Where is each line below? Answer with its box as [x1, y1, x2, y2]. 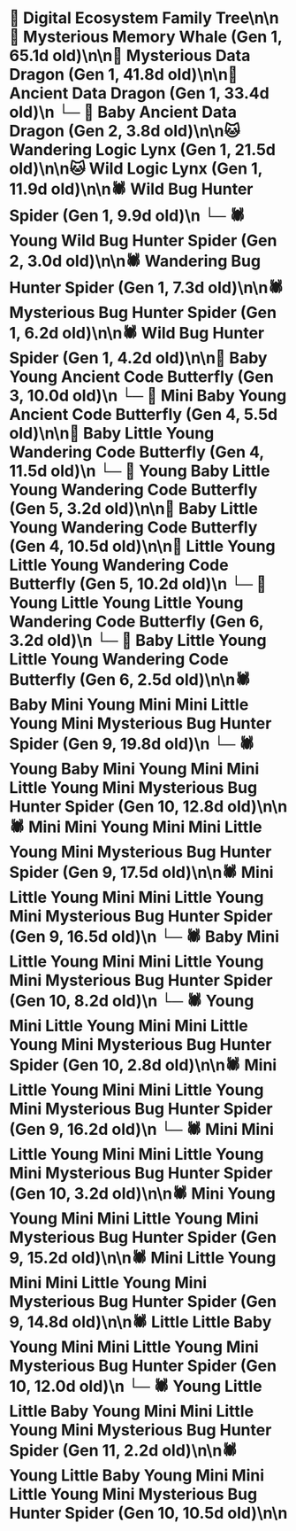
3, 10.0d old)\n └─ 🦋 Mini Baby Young [9, 385, 287, 406]
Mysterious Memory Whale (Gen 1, [23, 27, 283, 47]
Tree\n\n [215, 8, 280, 28]
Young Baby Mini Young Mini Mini [9, 759, 260, 779]
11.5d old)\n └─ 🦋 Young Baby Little [9, 461, 270, 481]
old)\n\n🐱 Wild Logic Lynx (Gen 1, [9, 159, 263, 179]
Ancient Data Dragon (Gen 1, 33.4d [9, 83, 269, 104]
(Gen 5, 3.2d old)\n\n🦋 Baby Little [9, 499, 258, 519]
